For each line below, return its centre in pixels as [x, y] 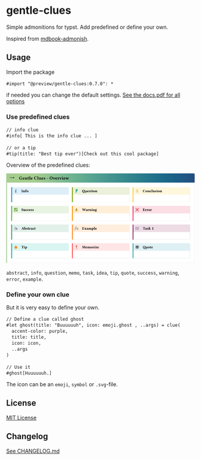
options [16, 101]
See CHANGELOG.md [33, 451]
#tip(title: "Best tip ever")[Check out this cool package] [83, 154]
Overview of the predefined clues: [48, 165]
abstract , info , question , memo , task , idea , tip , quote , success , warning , [93, 272]
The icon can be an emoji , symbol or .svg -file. [62, 384]
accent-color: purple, [40, 331]
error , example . [25, 279]
